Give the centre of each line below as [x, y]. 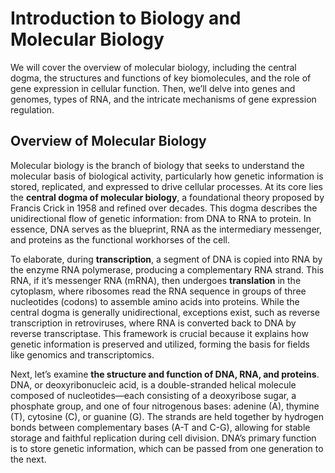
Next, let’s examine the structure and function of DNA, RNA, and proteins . [165, 374]
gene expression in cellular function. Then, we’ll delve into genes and [153, 88]
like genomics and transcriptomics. [82, 354]
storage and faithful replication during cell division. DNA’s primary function [163, 438]
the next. [28, 459]
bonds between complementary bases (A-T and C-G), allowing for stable [160, 427]
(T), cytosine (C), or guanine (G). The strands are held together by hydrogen [167, 416]
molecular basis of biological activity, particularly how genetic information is [167, 176]
